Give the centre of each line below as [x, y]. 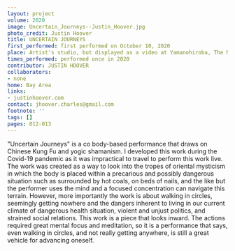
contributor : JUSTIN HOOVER [48, 66]
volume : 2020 [26, 20]
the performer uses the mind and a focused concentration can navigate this [116, 188]
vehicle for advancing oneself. [51, 240]
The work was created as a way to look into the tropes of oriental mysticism [116, 166]
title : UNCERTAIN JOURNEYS [47, 40]
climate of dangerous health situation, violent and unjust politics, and [106, 211]
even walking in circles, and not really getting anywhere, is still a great [108, 233]
